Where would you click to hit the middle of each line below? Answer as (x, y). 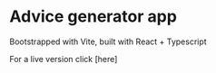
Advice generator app (93, 17)
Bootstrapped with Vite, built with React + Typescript (108, 41)
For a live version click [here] (64, 59)
